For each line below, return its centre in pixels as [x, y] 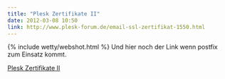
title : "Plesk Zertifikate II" [54, 14]
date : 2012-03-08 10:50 [43, 20]
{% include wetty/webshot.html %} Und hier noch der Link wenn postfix [113, 47]
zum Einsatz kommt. [37, 54]
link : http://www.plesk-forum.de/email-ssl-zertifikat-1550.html [106, 27]
